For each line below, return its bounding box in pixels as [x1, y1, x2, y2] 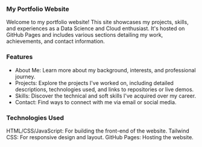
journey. [14, 73, 36, 80]
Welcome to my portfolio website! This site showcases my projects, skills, [6, 19, 189, 26]
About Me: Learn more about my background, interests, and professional [14, 66, 196, 73]
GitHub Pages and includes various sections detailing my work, [6, 31, 163, 39]
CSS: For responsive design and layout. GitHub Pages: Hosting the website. [6, 133, 194, 140]
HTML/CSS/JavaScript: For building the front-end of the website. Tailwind [6, 127, 189, 134]
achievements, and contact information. [6, 38, 106, 45]
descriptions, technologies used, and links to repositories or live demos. [14, 86, 194, 93]
